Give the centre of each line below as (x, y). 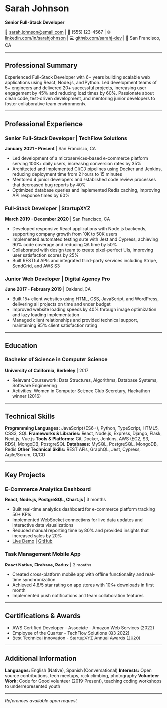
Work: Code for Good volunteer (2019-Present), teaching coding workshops (83, 681)
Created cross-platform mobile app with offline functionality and (78, 574)
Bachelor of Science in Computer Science (56, 359)
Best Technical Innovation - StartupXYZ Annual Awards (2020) (76, 638)
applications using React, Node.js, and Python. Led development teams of (81, 82)
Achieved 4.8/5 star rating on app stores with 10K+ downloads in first (83, 585)
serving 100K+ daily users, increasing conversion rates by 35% (77, 164)
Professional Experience (44, 124)
